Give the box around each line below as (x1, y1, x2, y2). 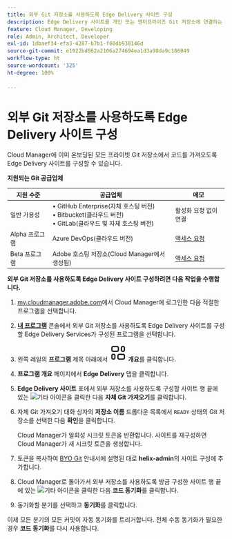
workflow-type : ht (7, 55, 60, 62)
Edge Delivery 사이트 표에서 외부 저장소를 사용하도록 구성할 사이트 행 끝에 (17, 384, 219, 393)
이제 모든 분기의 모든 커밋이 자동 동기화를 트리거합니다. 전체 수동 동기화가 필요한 (7, 516, 223, 524)
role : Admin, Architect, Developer (7, 33, 110, 40)
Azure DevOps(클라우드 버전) (52, 235, 133, 243)
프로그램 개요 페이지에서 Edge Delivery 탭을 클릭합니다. (17, 370, 169, 378)
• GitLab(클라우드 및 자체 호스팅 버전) (52, 219, 154, 228)
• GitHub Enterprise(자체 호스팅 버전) (52, 202, 155, 210)
